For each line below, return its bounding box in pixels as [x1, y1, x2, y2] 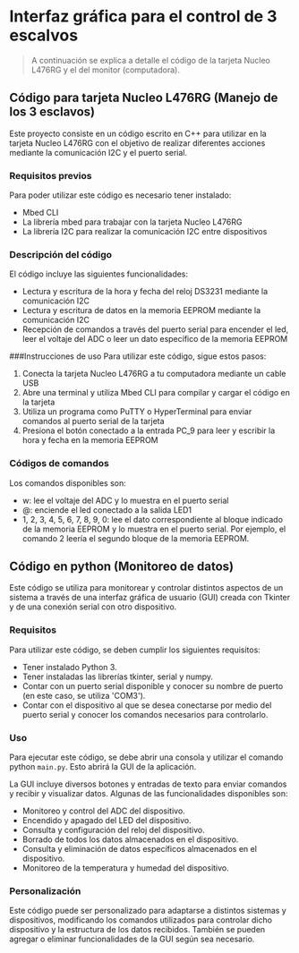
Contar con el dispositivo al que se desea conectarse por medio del [21, 700, 272, 710]
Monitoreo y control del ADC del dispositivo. [21, 805, 185, 816]
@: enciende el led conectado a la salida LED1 [21, 504, 192, 515]
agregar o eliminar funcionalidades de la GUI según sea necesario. [9, 933, 255, 945]
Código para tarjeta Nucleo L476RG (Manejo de [9, 90, 278, 106]
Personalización [9, 884, 81, 897]
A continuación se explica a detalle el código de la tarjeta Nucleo [30, 55, 271, 65]
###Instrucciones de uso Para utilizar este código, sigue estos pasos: [9, 351, 267, 362]
